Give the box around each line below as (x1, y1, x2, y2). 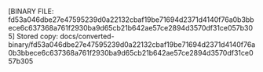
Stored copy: (16, 31, 59, 41)
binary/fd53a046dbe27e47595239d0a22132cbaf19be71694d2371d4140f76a (8, 40, 256, 49)
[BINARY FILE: (8, 7, 54, 16)
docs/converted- (60, 31, 115, 41)
